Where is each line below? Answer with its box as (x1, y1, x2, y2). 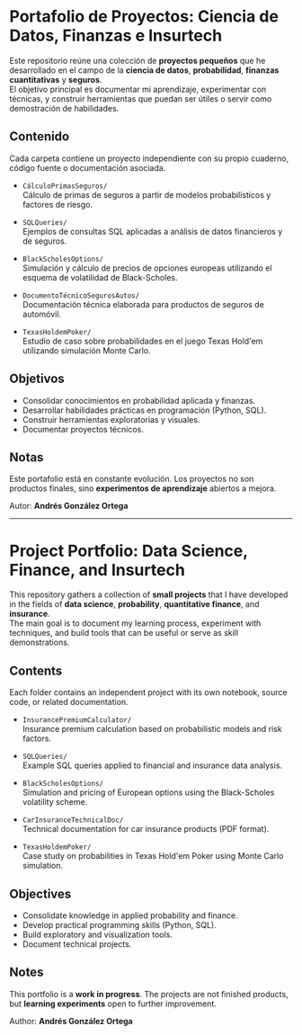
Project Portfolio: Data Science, (9, 540, 248, 561)
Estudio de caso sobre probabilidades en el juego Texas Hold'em (22, 335, 263, 346)
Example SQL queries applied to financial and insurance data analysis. (22, 760, 283, 771)
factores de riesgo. (22, 199, 93, 210)
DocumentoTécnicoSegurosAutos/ (22, 290, 140, 300)
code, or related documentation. (9, 697, 129, 708)
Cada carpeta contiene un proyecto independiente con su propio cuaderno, (9, 153, 289, 164)
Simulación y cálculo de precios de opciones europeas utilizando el (22, 263, 272, 273)
